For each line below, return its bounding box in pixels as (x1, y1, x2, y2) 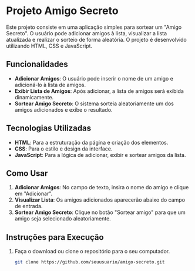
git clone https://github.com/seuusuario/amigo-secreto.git (14, 259, 165, 265)
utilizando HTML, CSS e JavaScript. (6, 42, 93, 49)
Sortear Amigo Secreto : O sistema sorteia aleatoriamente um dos (14, 100, 174, 107)
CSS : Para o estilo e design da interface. (14, 145, 113, 152)
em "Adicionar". (14, 190, 53, 198)
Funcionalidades (6, 59, 69, 69)
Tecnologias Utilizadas (6, 123, 92, 133)
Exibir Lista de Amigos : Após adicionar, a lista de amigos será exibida (14, 87, 184, 95)
